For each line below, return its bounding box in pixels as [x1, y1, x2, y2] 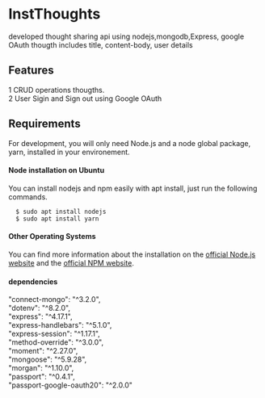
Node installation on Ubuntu [8, 165, 105, 175]
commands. [8, 191, 48, 202]
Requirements [8, 117, 81, 131]
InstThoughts [8, 5, 101, 23]
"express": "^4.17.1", [8, 312, 73, 321]
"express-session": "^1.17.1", [8, 329, 101, 339]
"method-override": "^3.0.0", [8, 337, 103, 347]
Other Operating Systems [8, 232, 96, 241]
